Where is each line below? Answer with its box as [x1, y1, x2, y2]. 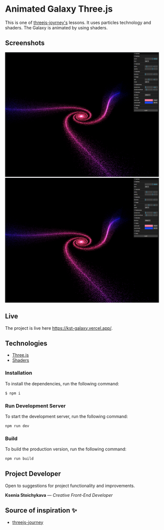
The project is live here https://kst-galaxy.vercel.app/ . [5, 325, 113, 331]
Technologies [5, 339, 48, 347]
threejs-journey [12, 519, 43, 525]
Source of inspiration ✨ [5, 507, 77, 515]
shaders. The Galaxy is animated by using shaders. [5, 24, 108, 30]
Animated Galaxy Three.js [5, 3, 113, 15]
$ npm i [5, 391, 21, 396]
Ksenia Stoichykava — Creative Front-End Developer [5, 492, 113, 498]
